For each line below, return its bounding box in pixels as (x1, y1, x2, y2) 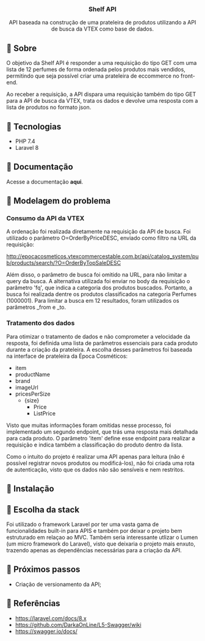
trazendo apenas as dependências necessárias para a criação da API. (6, 546, 182, 554)
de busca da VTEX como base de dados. (51, 25, 154, 32)
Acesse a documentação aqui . (6, 178, 84, 185)
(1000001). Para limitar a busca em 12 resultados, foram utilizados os (6, 297, 179, 305)
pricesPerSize (15, 390, 51, 398)
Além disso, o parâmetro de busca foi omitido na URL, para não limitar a (6, 271, 187, 278)
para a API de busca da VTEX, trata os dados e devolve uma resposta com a (6, 97, 198, 105)
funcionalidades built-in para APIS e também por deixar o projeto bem (6, 527, 182, 534)
